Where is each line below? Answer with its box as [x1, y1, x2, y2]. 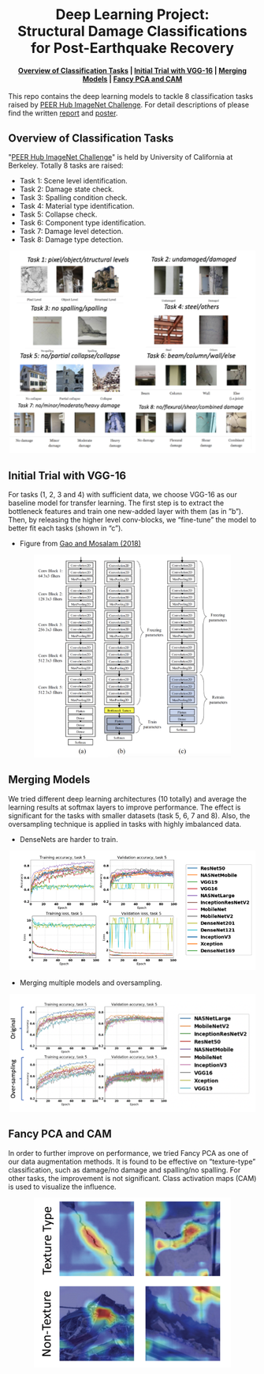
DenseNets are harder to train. [19, 834, 118, 844]
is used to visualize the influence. [8, 1182, 117, 1191]
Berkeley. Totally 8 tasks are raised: [8, 160, 124, 171]
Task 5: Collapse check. [19, 209, 98, 219]
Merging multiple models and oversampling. [19, 978, 163, 987]
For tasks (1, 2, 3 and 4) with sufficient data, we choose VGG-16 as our [8, 490, 238, 500]
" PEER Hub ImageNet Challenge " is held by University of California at [8, 153, 233, 162]
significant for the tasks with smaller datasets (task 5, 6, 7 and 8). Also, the [8, 810, 251, 820]
